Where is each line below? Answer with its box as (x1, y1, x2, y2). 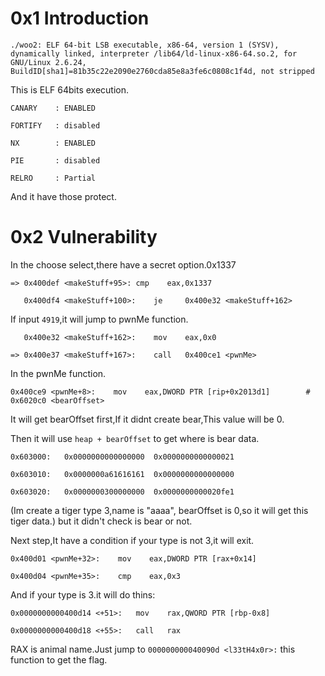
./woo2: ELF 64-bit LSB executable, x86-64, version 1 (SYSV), (10, 40, 280, 50)
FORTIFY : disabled (10, 120, 101, 131)
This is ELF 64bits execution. (10, 83, 130, 96)
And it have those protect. (10, 190, 117, 202)
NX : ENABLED (10, 138, 97, 148)
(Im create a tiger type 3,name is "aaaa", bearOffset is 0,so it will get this (10, 504, 309, 516)
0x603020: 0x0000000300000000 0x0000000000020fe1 (10, 487, 235, 497)
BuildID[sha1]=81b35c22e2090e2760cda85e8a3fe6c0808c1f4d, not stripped (10, 66, 315, 76)
